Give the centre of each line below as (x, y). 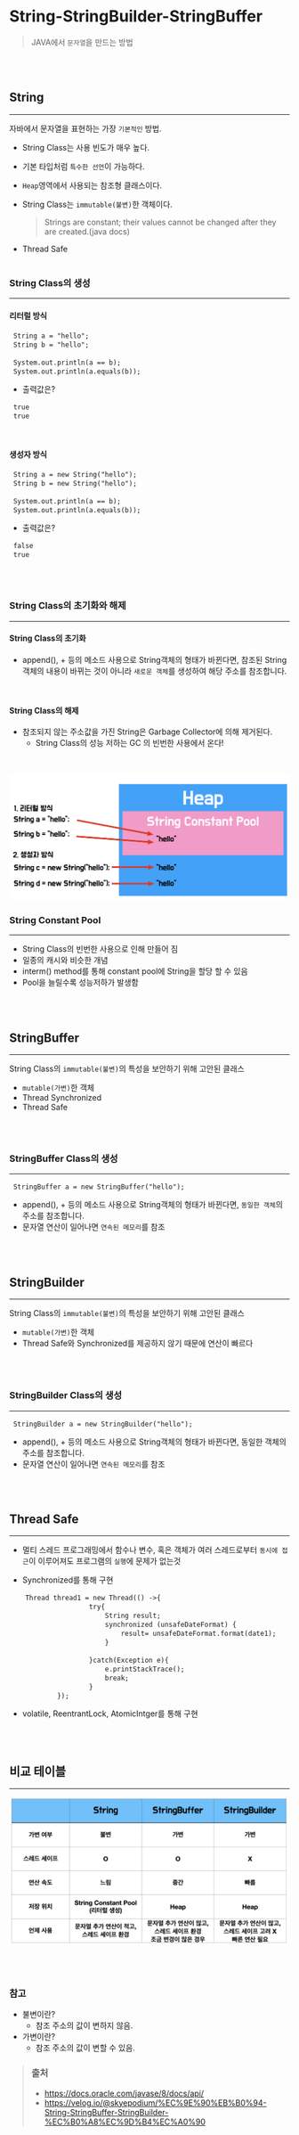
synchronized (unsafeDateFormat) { (171, 1625)
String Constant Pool (55, 920)
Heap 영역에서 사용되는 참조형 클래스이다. (92, 185)
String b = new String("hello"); (75, 484)
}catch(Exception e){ (129, 1661)
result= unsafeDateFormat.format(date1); (198, 1634)
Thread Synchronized (62, 1098)
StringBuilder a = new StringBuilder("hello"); (103, 1424)
